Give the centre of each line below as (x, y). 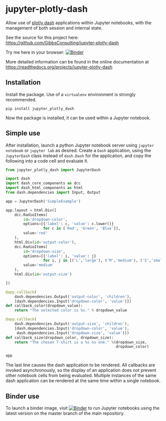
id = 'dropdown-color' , (46, 219)
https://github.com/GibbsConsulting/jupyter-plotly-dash (62, 42)
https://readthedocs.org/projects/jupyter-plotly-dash (59, 67)
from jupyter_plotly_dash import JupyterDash (53, 170)
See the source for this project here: (42, 37)
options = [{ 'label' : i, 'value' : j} (60, 256)
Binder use (23, 396)
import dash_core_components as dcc (43, 183)
